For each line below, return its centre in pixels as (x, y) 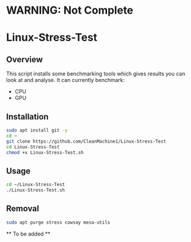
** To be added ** (28, 234)
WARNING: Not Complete (70, 10)
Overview (25, 59)
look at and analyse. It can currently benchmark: (65, 80)
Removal (23, 209)
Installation (27, 117)
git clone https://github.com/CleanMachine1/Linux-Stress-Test (86, 141)
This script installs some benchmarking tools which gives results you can (96, 74)
